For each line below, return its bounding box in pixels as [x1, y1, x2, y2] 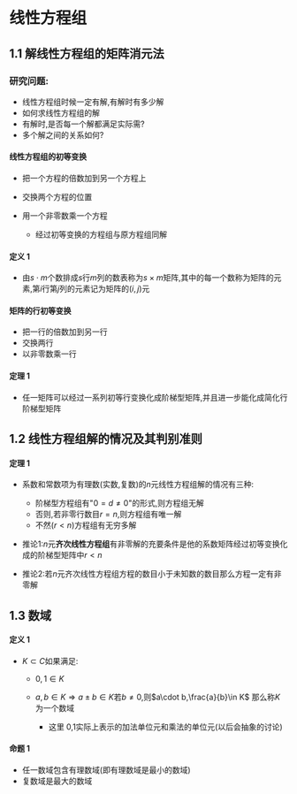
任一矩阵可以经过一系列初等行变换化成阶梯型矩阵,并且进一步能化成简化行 [21, 392, 288, 402]
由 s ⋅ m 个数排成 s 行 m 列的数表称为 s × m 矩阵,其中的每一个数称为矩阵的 [21, 272, 274, 283]
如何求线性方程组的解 [21, 107, 100, 118]
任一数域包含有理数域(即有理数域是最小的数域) [21, 765, 192, 775]
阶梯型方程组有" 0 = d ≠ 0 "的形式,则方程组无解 [34, 498, 205, 508]
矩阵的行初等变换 [9, 305, 72, 316]
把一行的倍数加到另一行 [21, 326, 108, 337]
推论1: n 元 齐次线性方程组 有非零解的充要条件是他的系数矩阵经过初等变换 [21, 538, 280, 549]
